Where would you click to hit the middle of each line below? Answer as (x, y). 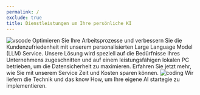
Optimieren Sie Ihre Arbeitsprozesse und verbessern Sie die (107, 41)
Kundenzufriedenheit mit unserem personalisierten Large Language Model (99, 47)
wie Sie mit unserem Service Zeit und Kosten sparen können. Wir (100, 73)
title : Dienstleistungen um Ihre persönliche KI (69, 23)
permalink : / (23, 12)
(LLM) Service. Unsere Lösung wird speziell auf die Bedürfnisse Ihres (93, 54)
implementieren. (27, 86)
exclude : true (24, 18)
